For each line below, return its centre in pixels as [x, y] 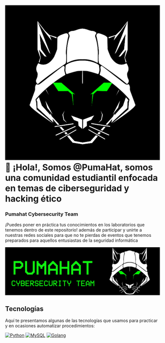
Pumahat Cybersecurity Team [42, 214]
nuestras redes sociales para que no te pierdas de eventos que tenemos [78, 235]
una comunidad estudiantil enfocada [82, 178]
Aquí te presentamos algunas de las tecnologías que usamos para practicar [82, 321]
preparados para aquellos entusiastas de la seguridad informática [72, 240]
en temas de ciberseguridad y [67, 188]
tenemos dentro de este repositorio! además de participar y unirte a [74, 230]
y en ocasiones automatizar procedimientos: [50, 326]
